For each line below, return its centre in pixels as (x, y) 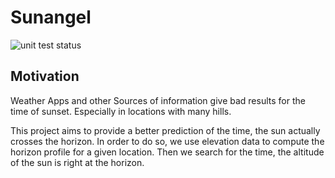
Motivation (45, 76)
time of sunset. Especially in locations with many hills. (121, 111)
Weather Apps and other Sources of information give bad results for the (158, 100)
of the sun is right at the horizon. (77, 162)
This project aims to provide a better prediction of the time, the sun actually (165, 130)
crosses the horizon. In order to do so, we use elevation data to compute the (167, 141)
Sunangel (51, 17)
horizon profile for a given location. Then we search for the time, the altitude (167, 152)
